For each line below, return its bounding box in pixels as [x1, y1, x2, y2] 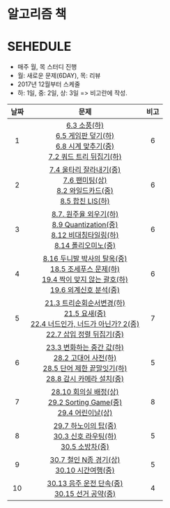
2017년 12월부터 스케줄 [17, 80, 81, 88]
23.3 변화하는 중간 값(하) [46, 343, 124, 353]
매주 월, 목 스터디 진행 [17, 63, 77, 71]
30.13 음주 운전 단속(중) [47, 479, 123, 488]
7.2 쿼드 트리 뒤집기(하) [48, 152, 122, 162]
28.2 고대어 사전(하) [53, 353, 117, 363]
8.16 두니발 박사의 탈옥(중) [42, 254, 127, 263]
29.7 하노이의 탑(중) [53, 421, 117, 431]
